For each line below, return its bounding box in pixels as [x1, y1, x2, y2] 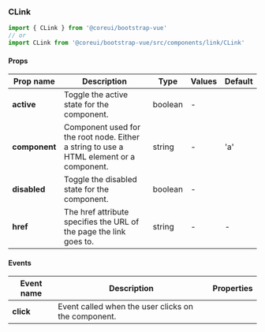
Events [8, 258, 32, 267]
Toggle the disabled [64, 174, 138, 185]
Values [190, 76, 218, 87]
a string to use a [64, 141, 124, 152]
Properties [212, 283, 253, 294]
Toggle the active [64, 89, 129, 100]
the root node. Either [64, 132, 140, 143]
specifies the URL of [64, 216, 140, 227]
